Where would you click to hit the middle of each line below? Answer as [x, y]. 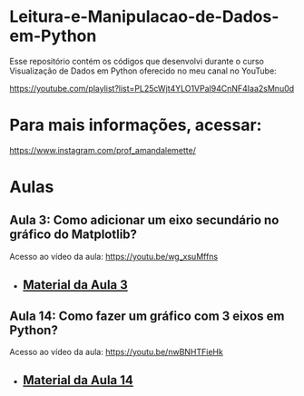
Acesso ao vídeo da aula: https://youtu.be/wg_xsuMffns [114, 256]
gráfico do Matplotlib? [74, 235]
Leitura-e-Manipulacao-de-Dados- [144, 17]
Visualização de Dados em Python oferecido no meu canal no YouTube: [143, 71]
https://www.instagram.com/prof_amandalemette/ [103, 150]
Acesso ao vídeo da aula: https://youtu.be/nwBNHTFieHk [117, 352]
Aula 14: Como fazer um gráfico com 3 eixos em [147, 316]
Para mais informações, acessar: [136, 125]
